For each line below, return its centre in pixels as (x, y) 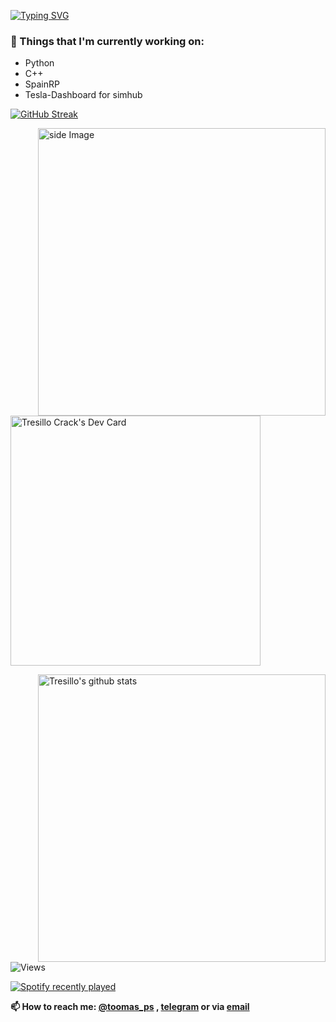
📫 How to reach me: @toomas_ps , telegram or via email (130, 1007)
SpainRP (42, 84)
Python (39, 63)
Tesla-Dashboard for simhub (83, 95)
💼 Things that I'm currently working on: (107, 41)
